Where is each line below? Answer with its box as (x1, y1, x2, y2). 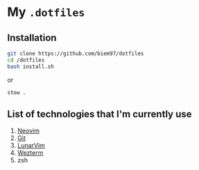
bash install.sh (7, 63, 54, 70)
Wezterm (17, 148, 44, 157)
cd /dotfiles (7, 56, 45, 63)
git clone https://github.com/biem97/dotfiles (7, 50, 144, 57)
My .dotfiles (7, 4, 85, 20)
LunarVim (17, 142, 45, 150)
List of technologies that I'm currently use (7, 108, 192, 120)
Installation (7, 32, 57, 44)
